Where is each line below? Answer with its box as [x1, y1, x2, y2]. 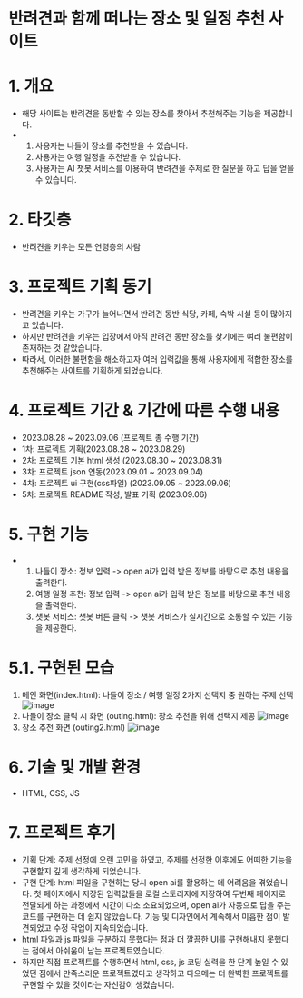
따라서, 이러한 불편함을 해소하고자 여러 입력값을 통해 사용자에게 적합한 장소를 [21, 354, 294, 364]
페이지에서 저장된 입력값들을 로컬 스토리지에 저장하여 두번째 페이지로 [43, 888, 287, 899]
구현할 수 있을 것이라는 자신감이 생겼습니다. [21, 979, 175, 990]
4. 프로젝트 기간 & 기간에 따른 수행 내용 [8, 401, 280, 421]
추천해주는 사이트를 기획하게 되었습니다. [21, 365, 163, 375]
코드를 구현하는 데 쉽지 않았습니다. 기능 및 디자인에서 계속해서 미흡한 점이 [21, 911, 281, 922]
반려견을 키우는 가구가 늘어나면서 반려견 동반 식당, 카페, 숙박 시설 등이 [21, 308, 269, 319]
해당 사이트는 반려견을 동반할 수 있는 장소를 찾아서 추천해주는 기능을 [21, 108, 262, 119]
